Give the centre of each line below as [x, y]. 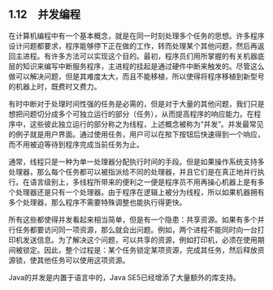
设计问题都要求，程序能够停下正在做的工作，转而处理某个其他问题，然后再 [133, 45]
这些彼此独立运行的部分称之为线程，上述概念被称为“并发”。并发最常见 [147, 123]
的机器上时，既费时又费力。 [55, 86]
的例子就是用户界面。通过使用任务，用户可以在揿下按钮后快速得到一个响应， [136, 134]
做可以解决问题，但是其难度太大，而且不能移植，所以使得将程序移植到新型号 [136, 76]
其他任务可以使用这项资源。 [83, 260]
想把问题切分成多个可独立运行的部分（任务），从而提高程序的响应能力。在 [131, 114]
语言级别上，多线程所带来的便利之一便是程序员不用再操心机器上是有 [143, 182]
